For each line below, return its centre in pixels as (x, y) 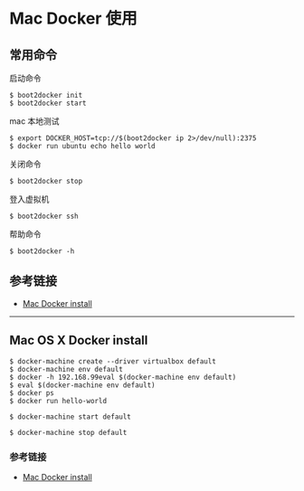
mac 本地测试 (35, 121)
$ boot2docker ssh (44, 216)
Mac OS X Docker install (79, 340)
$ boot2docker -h (42, 251)
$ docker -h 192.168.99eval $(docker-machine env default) (123, 377)
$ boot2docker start (48, 103)
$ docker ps (32, 393)
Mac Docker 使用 (73, 19)
